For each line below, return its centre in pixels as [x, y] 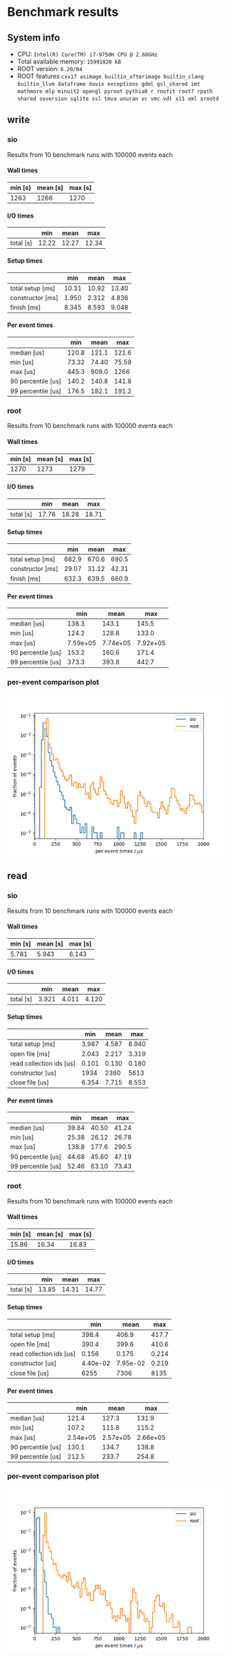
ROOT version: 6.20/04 [50, 69]
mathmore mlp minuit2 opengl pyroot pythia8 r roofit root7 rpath [115, 91]
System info [34, 38]
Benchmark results [63, 12]
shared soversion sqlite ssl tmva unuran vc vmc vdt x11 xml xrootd [118, 99]
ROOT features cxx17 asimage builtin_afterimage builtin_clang [110, 76]
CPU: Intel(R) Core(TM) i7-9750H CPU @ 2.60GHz [87, 54]
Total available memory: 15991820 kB [69, 62]
